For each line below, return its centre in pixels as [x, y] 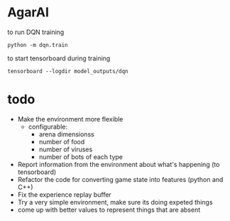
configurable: [48, 126]
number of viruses [66, 149]
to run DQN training [36, 32]
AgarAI [28, 12]
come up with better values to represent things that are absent [109, 210]
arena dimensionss [66, 134]
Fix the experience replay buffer [64, 194]
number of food [62, 141]
